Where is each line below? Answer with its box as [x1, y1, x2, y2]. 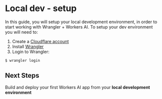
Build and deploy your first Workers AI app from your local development [5, 84, 150, 90]
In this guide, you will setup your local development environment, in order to [5, 19, 157, 25]
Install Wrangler [12, 43, 44, 49]
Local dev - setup [5, 3, 77, 14]
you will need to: [5, 29, 38, 35]
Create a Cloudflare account [12, 38, 69, 44]
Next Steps [5, 71, 39, 80]
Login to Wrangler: [12, 49, 50, 55]
